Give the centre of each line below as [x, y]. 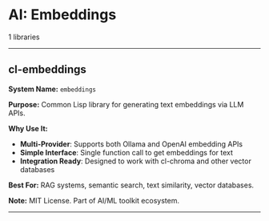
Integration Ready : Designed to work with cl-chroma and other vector [136, 161]
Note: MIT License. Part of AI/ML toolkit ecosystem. [94, 200]
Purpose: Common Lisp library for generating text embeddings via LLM [126, 104]
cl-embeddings [47, 70]
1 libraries [24, 37]
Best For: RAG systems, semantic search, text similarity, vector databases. [131, 185]
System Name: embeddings [52, 89]
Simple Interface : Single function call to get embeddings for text [126, 152]
